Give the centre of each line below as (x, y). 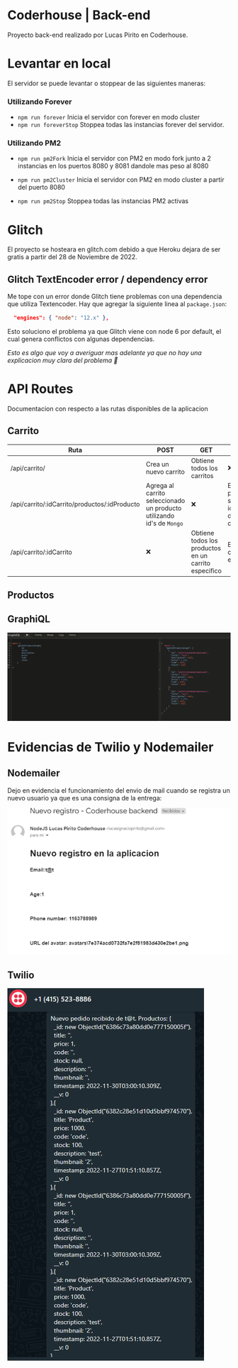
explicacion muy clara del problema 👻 (63, 360)
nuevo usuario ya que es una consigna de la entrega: (85, 798)
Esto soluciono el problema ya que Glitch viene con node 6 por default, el (114, 332)
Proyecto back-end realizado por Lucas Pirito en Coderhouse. (98, 35)
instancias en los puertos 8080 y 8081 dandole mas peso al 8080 (113, 166)
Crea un (157, 465)
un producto (164, 508)
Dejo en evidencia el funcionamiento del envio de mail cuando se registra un (119, 790)
